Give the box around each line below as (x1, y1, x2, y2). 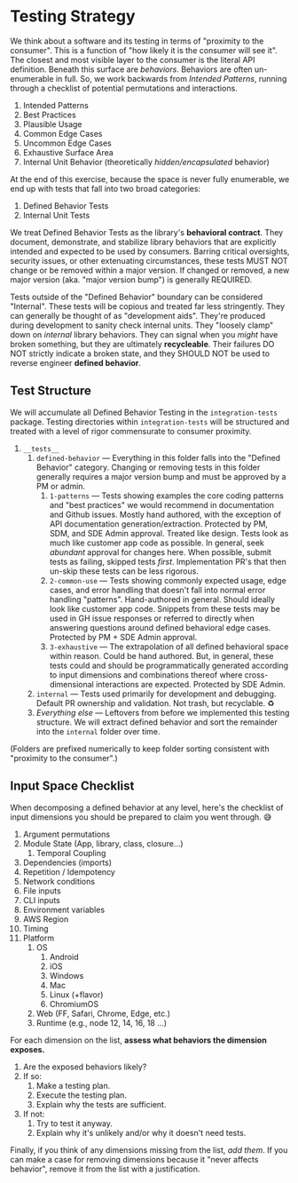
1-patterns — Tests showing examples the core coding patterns (49, 490, 285, 501)
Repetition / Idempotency (22, 866, 116, 877)
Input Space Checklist (10, 779, 135, 794)
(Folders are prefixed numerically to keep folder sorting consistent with (10, 743, 270, 754)
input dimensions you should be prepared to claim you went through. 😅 (10, 811, 272, 822)
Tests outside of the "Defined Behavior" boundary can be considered (10, 291, 263, 302)
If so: (22, 1070, 43, 1081)
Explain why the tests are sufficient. (35, 1099, 167, 1109)
